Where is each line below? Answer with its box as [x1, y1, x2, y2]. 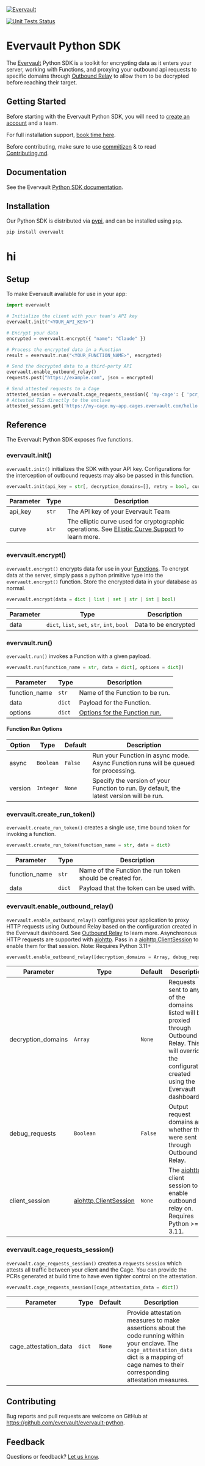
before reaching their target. [6, 78, 77, 86]
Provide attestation [127, 1308, 181, 1317]
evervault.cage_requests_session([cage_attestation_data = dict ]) [6, 1284, 179, 1290]
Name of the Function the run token [79, 866, 181, 875]
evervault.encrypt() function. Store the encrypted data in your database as [6, 578, 197, 585]
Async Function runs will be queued [92, 759, 195, 768]
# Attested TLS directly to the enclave [6, 397, 111, 403]
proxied [168, 1016, 190, 1024]
